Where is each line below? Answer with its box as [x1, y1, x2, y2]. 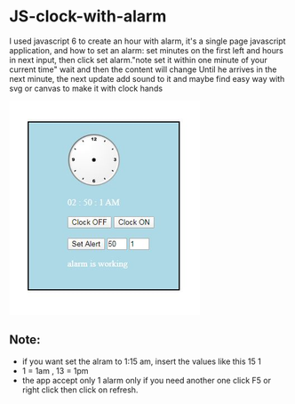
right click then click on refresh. [21, 384, 139, 395]
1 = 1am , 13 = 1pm [21, 365, 89, 376]
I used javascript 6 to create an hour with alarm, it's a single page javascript [9, 36, 286, 46]
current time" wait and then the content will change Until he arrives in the [9, 64, 277, 75]
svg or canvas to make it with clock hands [9, 83, 163, 93]
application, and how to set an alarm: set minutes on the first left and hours [9, 44, 284, 55]
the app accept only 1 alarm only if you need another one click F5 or [21, 375, 272, 385]
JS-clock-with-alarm [9, 6, 167, 27]
